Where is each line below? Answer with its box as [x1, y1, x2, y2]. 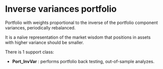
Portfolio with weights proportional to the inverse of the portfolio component [5, 20, 158, 25]
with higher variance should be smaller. [5, 39, 84, 45]
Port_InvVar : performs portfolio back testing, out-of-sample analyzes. [12, 58, 155, 64]
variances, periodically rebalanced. [5, 24, 76, 30]
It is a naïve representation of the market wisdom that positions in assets [5, 34, 151, 40]
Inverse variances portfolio [5, 3, 117, 15]
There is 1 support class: [5, 49, 55, 55]
